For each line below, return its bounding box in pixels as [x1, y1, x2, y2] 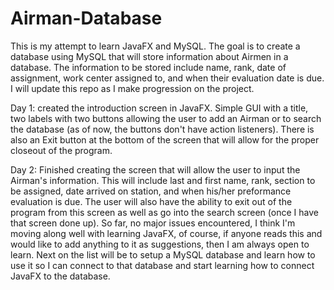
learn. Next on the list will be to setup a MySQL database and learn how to [10, 248, 316, 261]
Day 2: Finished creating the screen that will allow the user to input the [10, 163, 301, 176]
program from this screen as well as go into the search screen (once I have [10, 206, 319, 218]
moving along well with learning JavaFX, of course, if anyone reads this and [10, 227, 323, 239]
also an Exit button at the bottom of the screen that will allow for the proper [10, 133, 320, 146]
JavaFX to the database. [10, 270, 111, 282]
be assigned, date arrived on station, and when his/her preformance [10, 185, 292, 197]
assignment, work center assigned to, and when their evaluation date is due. [10, 72, 325, 84]
